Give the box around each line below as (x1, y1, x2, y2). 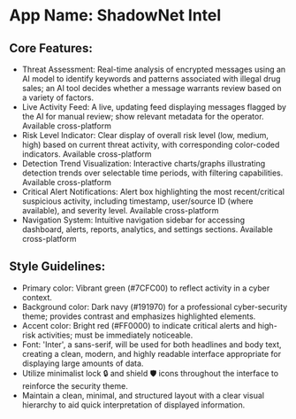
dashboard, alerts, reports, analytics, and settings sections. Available (21, 224, 274, 235)
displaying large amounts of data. (21, 358, 144, 369)
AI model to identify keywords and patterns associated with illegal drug (21, 74, 281, 84)
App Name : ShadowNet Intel (9, 5, 222, 26)
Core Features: (9, 41, 93, 56)
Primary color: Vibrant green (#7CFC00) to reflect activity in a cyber (21, 283, 270, 293)
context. (21, 291, 53, 302)
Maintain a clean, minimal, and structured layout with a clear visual (21, 390, 265, 400)
